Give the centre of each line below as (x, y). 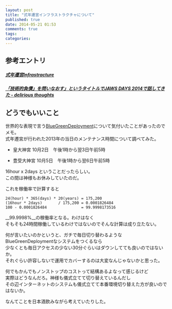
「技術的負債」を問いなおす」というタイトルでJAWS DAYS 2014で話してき (85, 89)
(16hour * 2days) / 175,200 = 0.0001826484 (60, 203)
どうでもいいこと (32, 112)
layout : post (19, 10)
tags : (11, 34)
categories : (18, 39)
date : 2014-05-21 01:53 (31, 24)
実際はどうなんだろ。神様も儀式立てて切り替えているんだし (68, 278)
